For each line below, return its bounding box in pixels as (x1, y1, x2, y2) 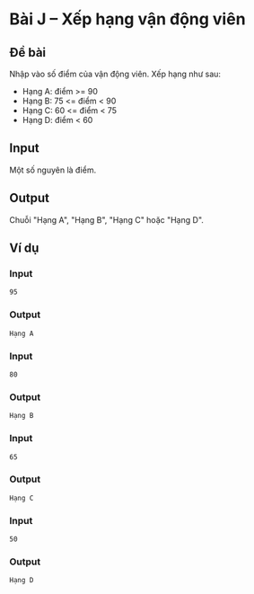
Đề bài (9, 45, 47, 60)
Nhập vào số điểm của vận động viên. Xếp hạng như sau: (9, 68, 222, 79)
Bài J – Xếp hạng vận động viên (9, 9, 246, 30)
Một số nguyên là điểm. (9, 164, 97, 175)
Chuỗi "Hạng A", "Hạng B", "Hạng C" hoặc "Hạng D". (9, 214, 205, 225)
